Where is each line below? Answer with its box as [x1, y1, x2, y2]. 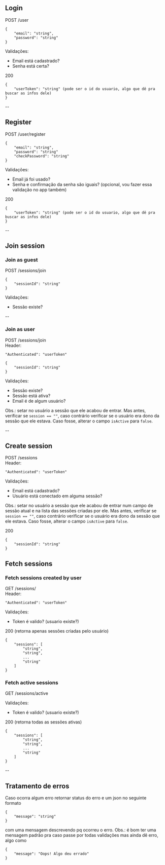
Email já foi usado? [12, 176, 51, 182]
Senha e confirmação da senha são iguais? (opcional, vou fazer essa [12, 181, 152, 187]
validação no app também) [12, 187, 67, 192]
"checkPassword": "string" [14, 153, 69, 158]
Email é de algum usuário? [12, 398, 66, 404]
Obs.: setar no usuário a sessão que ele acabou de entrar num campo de [5, 503, 154, 509]
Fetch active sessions [5, 679, 59, 686]
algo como [5, 837, 27, 843]
